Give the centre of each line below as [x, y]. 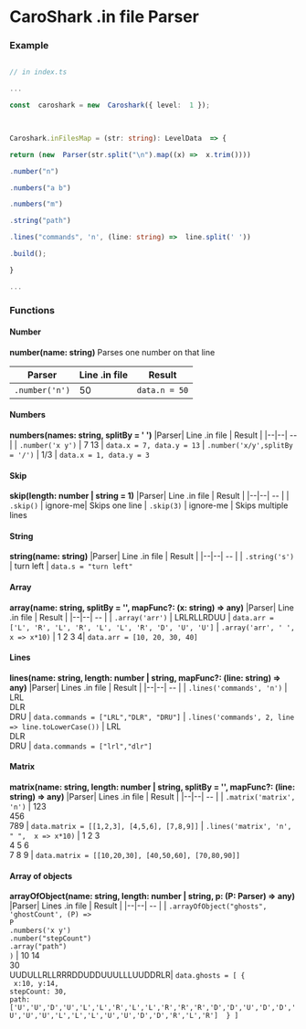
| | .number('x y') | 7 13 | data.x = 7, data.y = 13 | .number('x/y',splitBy [152, 445]
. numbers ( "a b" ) [40, 188]
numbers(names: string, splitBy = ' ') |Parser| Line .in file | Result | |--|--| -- [153, 435]
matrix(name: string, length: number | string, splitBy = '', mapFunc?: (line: [152, 787]
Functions [32, 310]
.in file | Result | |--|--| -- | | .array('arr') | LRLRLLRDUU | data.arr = [142, 617]
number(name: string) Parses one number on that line [112, 352]
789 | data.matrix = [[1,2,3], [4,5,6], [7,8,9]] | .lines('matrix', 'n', [151, 826]
